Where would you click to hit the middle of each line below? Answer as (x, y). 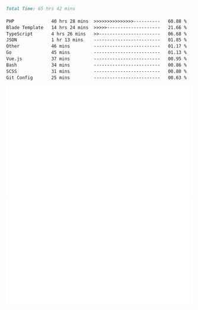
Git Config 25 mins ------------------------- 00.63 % (96, 77)
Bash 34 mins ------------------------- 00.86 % (96, 65)
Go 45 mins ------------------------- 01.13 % (96, 53)
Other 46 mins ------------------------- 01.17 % (96, 46)
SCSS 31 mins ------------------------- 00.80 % (96, 71)
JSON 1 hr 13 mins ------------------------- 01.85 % (96, 40)
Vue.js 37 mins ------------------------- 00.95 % (96, 59)
